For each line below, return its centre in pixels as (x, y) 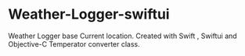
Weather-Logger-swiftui (89, 14)
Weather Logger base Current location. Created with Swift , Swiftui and (122, 36)
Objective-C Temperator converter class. (74, 44)
